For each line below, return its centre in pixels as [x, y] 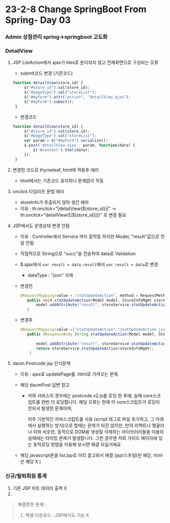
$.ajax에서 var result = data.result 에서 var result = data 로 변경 [89, 264]
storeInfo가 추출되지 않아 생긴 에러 [54, 202]
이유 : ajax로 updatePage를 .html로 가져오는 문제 [69, 374]
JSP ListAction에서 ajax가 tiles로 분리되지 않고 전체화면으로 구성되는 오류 [85, 62]
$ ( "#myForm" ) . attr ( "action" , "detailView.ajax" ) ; [77, 97]
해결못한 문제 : [32, 504]
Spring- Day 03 [38, 20]
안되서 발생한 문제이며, [50, 408]
